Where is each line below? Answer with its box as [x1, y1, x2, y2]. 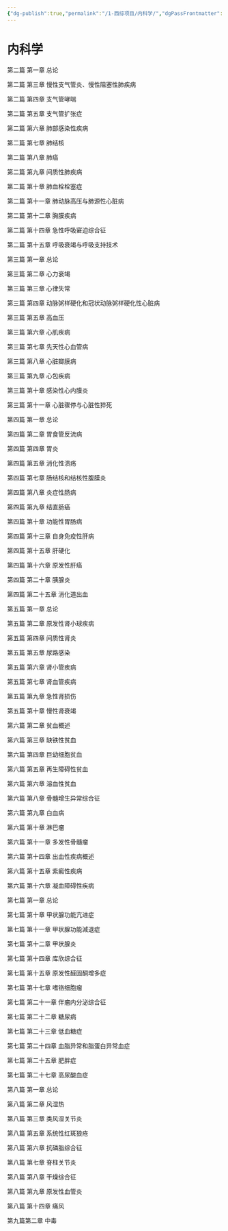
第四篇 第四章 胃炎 [7, 444, 59, 452]
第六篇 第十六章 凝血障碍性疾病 [7, 881, 94, 890]
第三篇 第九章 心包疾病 [7, 371, 70, 380]
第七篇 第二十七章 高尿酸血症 [7, 1071, 89, 1079]
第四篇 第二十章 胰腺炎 [7, 575, 70, 583]
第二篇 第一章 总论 [7, 66, 59, 74]
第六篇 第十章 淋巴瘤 [7, 823, 65, 831]
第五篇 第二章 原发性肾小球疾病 [7, 619, 94, 627]
